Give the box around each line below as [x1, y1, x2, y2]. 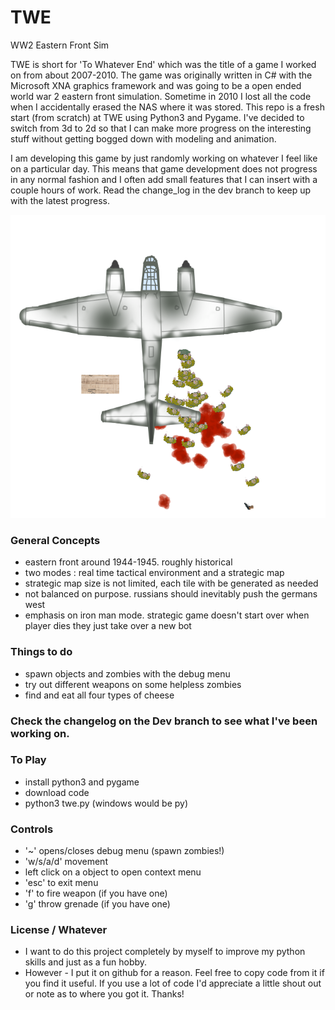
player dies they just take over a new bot [24, 620, 192, 632]
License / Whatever [10, 923, 108, 937]
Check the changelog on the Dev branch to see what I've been [10, 714, 318, 728]
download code [24, 786, 90, 798]
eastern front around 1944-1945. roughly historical [24, 556, 233, 568]
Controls [10, 822, 54, 836]
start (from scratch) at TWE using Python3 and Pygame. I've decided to [10, 111, 305, 123]
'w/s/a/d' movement [24, 856, 108, 868]
